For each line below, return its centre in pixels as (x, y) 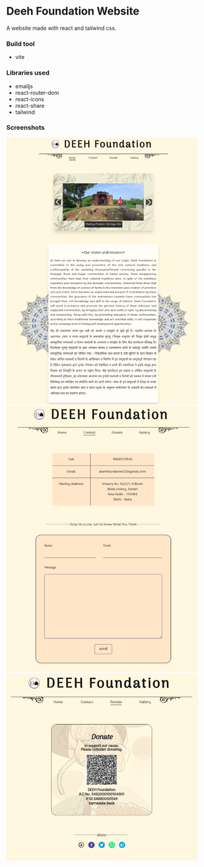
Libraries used (28, 73)
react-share (30, 105)
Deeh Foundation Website (73, 11)
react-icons (29, 99)
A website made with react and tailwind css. (61, 28)
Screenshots (25, 128)
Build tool (21, 44)
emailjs (24, 86)
